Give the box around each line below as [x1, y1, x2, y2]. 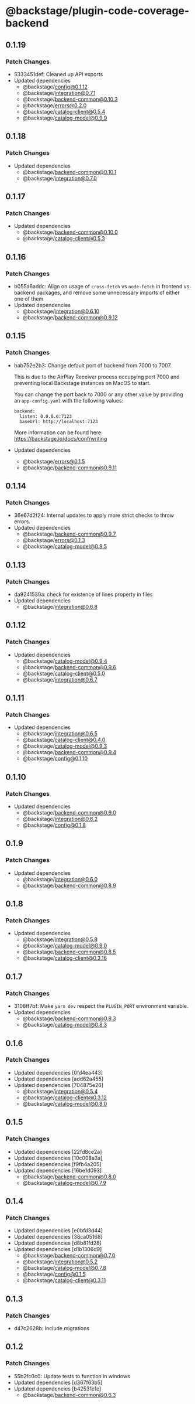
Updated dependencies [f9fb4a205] [13, 1160, 102, 1167]
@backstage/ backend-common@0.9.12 [22, 313, 118, 321]
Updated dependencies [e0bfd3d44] [13, 1227, 103, 1234]
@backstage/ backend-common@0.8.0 [22, 1173, 116, 1180]
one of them [13, 295, 44, 302]
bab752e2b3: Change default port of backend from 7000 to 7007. [13, 362, 172, 369]
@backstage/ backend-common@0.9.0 [22, 809, 116, 816]
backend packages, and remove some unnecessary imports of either [13, 289, 180, 296]
